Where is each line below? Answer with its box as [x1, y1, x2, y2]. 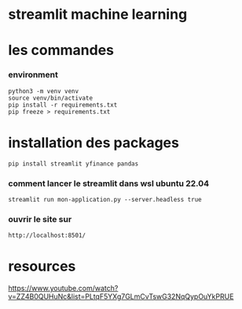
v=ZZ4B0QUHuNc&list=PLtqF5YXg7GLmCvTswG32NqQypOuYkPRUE [8, 292, 234, 301]
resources [8, 257, 76, 275]
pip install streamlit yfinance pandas [8, 159, 139, 168]
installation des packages [8, 133, 179, 151]
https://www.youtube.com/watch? [8, 284, 119, 293]
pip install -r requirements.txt [8, 100, 118, 109]
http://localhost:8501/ [8, 231, 86, 240]
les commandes [8, 42, 115, 60]
